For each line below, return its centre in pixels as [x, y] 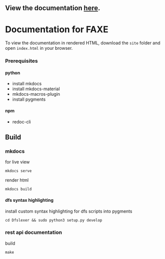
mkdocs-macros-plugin [36, 94]
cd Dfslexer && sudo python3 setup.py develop [54, 220]
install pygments [29, 99]
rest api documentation [34, 232]
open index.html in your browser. [39, 48]
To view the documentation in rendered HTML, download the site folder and [83, 43]
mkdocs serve [18, 171]
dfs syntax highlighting [29, 200]
